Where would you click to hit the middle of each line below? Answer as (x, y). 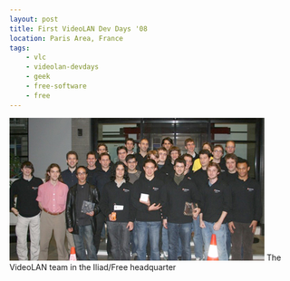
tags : (19, 48)
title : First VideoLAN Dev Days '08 (78, 29)
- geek (38, 77)
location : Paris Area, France (67, 38)
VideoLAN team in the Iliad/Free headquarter (93, 266)
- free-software (57, 86)
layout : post (34, 19)
